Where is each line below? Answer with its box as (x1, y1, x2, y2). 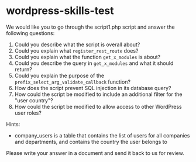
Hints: (6, 120, 20, 127)
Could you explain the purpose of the (14, 72, 105, 79)
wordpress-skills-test (6, 4, 114, 18)
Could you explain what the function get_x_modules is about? (14, 53, 161, 60)
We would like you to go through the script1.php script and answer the (6, 23, 175, 30)
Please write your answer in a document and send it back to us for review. (6, 149, 184, 156)
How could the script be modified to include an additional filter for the (14, 91, 183, 98)
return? (14, 66, 32, 73)
